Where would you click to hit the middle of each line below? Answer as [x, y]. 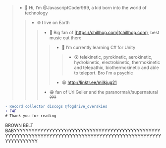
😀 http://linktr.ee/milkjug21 [89, 82]
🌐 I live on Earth [53, 23]
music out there [65, 38]
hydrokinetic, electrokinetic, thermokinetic [117, 62]
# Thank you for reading [31, 116]
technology [36, 13]
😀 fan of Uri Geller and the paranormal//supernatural [104, 92]
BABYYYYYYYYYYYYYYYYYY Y [37, 130]
